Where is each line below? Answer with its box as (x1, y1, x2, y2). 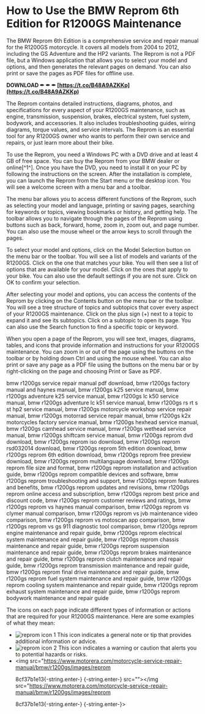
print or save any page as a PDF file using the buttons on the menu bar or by (6, 361, 199, 368)
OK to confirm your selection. (6, 278, 81, 286)
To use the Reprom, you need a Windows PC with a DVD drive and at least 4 (6, 151, 198, 158)
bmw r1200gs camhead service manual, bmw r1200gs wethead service (6, 425, 187, 432)
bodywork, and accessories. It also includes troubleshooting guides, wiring (6, 119, 196, 126)
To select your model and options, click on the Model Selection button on (6, 246, 191, 253)
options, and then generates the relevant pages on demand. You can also (6, 63, 192, 70)
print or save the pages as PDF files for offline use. (6, 69, 135, 77)
